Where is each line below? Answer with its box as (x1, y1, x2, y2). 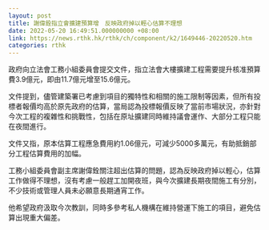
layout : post (8, 11, 52, 20)
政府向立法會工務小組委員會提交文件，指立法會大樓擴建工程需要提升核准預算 (8, 65, 261, 75)
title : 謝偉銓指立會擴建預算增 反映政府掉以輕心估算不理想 (8, 19, 183, 27)
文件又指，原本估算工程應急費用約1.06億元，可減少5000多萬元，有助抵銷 (8, 139, 250, 148)
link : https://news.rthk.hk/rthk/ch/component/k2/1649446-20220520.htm (8, 34, 252, 42)
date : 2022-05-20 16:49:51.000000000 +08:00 (8, 26, 159, 34)
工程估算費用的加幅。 (14, 149, 86, 159)
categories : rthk (8, 42, 66, 50)
